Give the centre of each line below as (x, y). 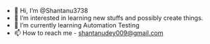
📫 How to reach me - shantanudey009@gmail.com (88, 33)
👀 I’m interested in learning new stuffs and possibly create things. (109, 18)
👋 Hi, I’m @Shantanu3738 (51, 11)
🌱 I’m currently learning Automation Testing (77, 25)
